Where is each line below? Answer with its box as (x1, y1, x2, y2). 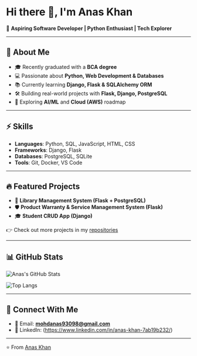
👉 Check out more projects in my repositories (6, 227, 118, 234)
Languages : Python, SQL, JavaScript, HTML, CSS (14, 140, 135, 147)
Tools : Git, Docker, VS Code (14, 159, 83, 166)
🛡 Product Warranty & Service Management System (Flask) (14, 204, 163, 211)
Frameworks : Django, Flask (14, 147, 82, 154)
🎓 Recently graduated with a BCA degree (14, 63, 117, 70)
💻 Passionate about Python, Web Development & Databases (14, 72, 164, 79)
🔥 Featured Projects (6, 181, 80, 191)
